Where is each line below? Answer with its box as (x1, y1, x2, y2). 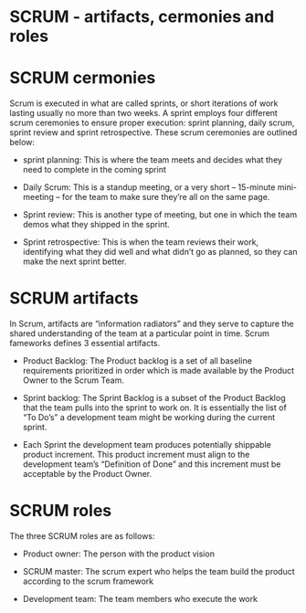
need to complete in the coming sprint (22, 164, 167, 175)
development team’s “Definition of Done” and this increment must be (22, 459, 281, 470)
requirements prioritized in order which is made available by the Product (22, 365, 295, 376)
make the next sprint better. (22, 256, 127, 267)
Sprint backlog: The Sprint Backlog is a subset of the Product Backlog (22, 393, 286, 404)
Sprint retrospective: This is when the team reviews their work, (22, 237, 259, 248)
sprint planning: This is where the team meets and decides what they (22, 154, 283, 165)
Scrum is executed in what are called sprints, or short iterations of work (9, 98, 279, 109)
